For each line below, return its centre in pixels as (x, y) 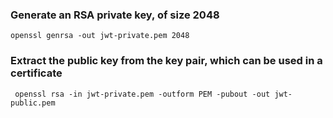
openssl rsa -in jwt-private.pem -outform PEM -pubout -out (142, 94)
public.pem (33, 103)
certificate (36, 73)
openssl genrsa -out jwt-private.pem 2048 (100, 36)
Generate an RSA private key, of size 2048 (115, 15)
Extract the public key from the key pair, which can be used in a (166, 61)
